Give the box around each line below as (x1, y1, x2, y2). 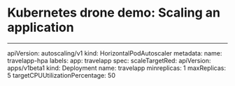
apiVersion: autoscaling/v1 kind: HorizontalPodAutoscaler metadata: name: (7, 49, 222, 57)
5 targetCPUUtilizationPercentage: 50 (7, 71, 115, 79)
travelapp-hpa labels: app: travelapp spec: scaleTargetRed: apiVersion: (7, 56, 211, 64)
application (7, 19, 75, 35)
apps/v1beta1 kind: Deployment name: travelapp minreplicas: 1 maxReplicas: (7, 64, 226, 72)
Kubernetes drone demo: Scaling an (7, 5, 220, 21)
